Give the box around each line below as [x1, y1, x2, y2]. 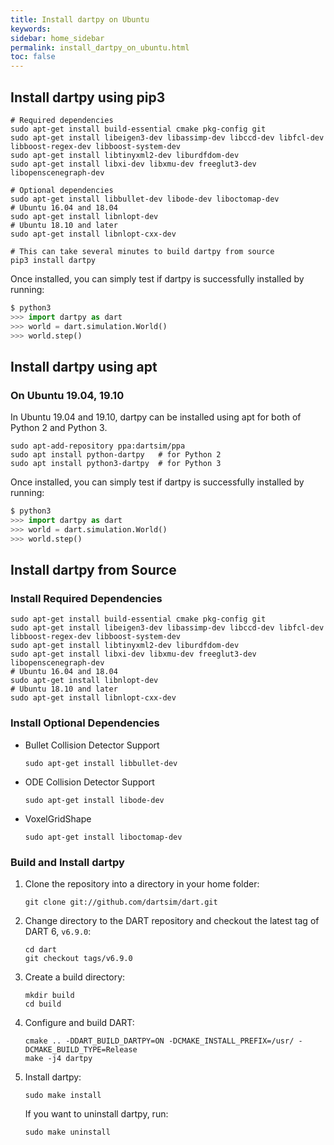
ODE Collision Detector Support [24, 776, 155, 788]
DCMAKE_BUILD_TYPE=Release [24, 1044, 138, 1055]
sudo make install [24, 1090, 102, 1100]
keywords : [10, 24, 52, 34]
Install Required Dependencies [10, 591, 163, 605]
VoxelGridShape [24, 812, 92, 825]
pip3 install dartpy [10, 255, 97, 265]
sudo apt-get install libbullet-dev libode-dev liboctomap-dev [10, 194, 280, 204]
